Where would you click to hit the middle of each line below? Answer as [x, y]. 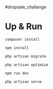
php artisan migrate [26, 56]
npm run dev [17, 73]
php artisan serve [23, 82]
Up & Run [24, 27]
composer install [22, 39]
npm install [17, 48]
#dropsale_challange [26, 7]
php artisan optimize [27, 65]
